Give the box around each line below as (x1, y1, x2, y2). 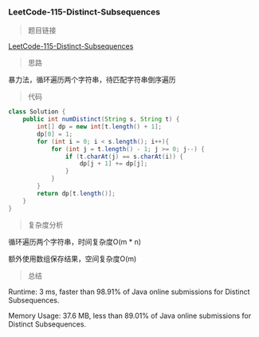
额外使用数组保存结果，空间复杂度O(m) (8, 254, 137, 264)
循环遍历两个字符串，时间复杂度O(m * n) (8, 236, 142, 246)
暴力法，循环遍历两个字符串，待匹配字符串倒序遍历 (8, 75, 176, 85)
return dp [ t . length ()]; (37, 189, 116, 197)
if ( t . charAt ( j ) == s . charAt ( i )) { (65, 153, 183, 161)
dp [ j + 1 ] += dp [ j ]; (79, 160, 148, 168)
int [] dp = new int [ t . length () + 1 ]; (37, 123, 163, 131)
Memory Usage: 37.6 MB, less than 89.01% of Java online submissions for (8, 311, 252, 320)
